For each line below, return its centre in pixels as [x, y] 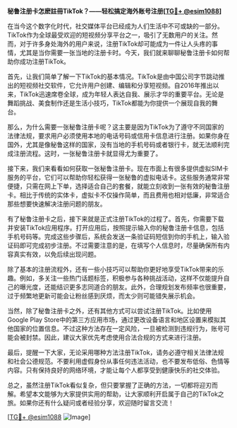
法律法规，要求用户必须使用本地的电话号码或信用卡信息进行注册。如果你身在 [119, 136]
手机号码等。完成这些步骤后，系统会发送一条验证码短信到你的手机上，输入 [115, 237]
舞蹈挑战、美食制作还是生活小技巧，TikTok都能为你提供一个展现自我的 [110, 103]
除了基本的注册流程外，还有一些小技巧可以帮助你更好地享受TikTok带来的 [113, 269]
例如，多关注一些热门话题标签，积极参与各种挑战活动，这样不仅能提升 [121, 278]
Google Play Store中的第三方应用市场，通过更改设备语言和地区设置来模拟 [114, 320]
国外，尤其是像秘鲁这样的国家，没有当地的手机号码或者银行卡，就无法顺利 [115, 145]
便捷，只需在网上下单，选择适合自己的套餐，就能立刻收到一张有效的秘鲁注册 [119, 186]
